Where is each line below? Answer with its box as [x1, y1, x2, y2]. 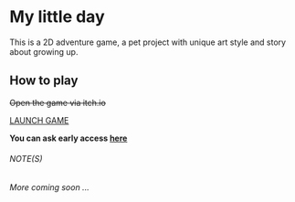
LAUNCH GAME [9, 114, 69, 125]
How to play [9, 73, 79, 89]
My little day [9, 6, 105, 27]
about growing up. [9, 46, 79, 57]
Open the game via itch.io [9, 97, 107, 108]
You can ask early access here [9, 133, 128, 144]
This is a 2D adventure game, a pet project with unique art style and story [9, 37, 286, 48]
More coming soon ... [9, 181, 90, 193]
